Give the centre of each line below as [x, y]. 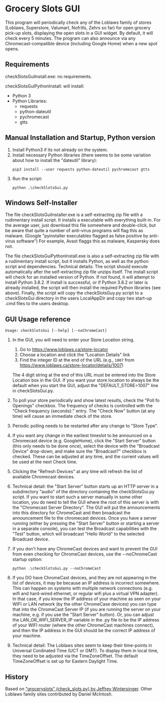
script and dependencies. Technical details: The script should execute [77, 267]
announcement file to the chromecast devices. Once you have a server [84, 518]
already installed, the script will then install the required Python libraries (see [83, 288]
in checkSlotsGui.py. [33, 391]
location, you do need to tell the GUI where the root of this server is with [85, 502]
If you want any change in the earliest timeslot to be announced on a [82, 436]
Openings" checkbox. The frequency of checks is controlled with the [83, 406]
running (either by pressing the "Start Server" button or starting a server [86, 523]
